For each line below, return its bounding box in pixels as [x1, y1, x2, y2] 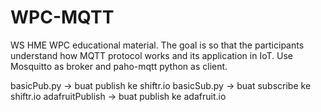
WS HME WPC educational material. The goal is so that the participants [10, 39, 305, 51]
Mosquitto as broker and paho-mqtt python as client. [10, 60, 228, 72]
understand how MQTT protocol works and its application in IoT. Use [10, 49, 293, 61]
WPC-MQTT [10, 6, 115, 29]
